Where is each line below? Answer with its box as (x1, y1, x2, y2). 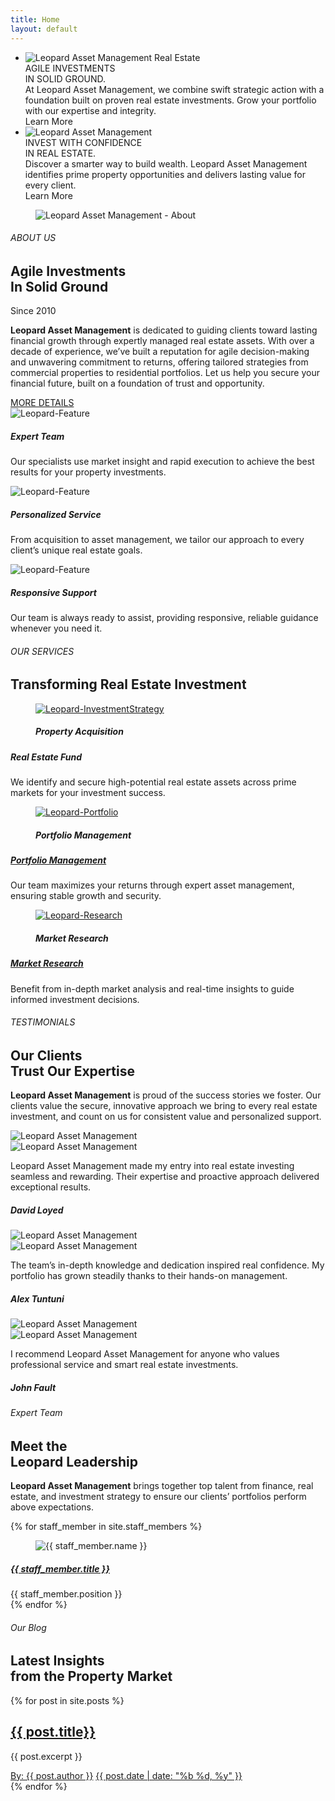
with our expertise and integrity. (24, 104, 157, 116)
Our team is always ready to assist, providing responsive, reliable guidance (10, 612, 319, 624)
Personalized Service (10, 508, 102, 520)
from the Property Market (10, 1668, 173, 1685)
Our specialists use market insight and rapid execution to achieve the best (10, 456, 315, 468)
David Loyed (10, 1204, 64, 1216)
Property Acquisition (35, 726, 124, 738)
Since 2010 (10, 305, 57, 317)
